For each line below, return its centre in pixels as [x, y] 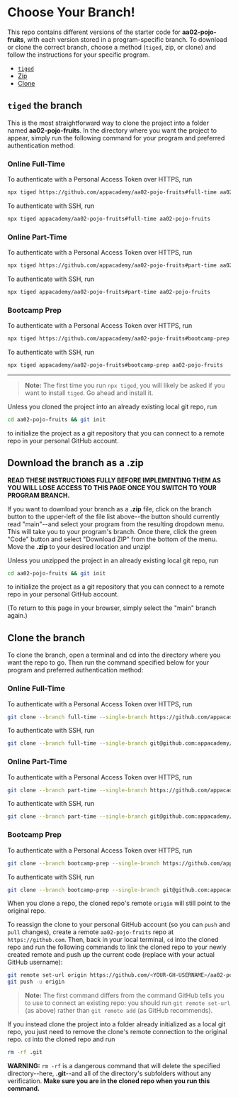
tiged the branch [45, 106]
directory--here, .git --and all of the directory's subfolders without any [109, 1074]
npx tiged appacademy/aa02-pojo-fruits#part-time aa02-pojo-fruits [109, 292]
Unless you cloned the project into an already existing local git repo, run [112, 406]
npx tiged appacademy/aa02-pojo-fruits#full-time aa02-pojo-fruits [109, 218]
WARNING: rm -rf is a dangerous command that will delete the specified [114, 1066]
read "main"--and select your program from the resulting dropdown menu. [116, 524]
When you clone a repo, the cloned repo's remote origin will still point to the [119, 903]
